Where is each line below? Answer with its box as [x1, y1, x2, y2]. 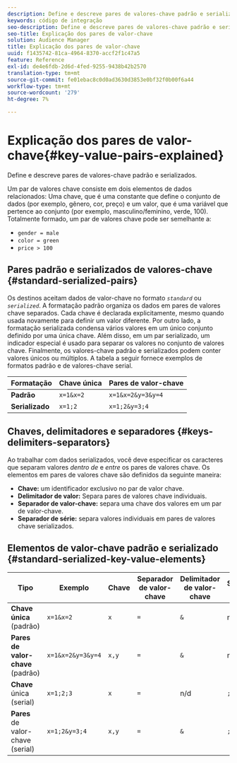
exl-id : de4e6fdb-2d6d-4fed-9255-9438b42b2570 [7, 63, 147, 70]
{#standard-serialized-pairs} [7, 275, 138, 287]
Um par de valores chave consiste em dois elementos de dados [7, 185, 193, 193]
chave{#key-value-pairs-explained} [7, 148, 224, 163]
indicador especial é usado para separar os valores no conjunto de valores [7, 339, 224, 347]
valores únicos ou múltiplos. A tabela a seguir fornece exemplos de [7, 354, 203, 362]
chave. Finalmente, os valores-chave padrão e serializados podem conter [7, 346, 221, 354]
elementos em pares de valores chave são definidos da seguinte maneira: [7, 470, 222, 479]
